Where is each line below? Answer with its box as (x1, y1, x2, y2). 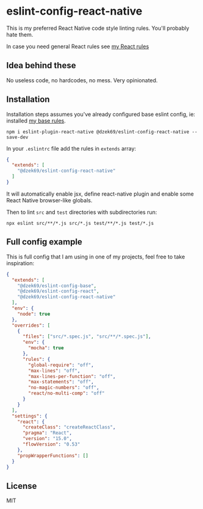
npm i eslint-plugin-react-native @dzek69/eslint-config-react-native (6, 129, 190, 135)
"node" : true (17, 311, 51, 317)
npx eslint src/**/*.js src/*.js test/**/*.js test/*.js (6, 220, 154, 226)
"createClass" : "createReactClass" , (22, 424, 116, 430)
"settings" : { (12, 413, 48, 419)
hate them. (6, 30, 34, 38)
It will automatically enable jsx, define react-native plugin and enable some (6, 190, 194, 198)
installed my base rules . (6, 117, 66, 124)
